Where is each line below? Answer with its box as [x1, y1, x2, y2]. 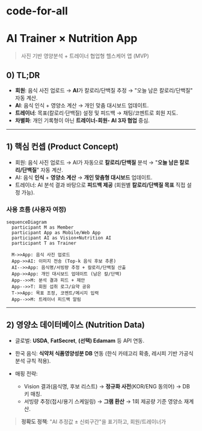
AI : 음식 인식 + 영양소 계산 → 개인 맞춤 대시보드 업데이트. [14, 101, 149, 109]
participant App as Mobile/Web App [11, 230, 101, 236]
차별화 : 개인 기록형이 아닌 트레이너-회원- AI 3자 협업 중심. [14, 116, 150, 124]
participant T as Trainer [11, 240, 77, 247]
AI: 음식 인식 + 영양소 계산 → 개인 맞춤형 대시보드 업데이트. [14, 173, 153, 181]
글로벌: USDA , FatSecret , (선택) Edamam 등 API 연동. [14, 337, 145, 344]
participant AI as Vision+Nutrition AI [11, 235, 112, 241]
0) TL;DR [6, 70, 40, 80]
